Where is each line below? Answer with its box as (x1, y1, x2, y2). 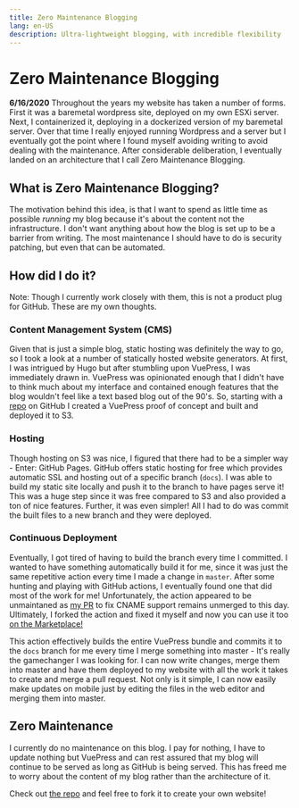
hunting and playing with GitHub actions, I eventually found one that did (9, 580, 272, 591)
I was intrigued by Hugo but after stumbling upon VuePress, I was (9, 362, 251, 373)
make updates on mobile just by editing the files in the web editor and (9, 683, 265, 694)
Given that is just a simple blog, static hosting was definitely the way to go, (9, 344, 284, 354)
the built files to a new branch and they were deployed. (9, 510, 212, 521)
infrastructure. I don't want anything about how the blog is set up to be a (9, 223, 276, 234)
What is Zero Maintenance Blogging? (9, 180, 220, 196)
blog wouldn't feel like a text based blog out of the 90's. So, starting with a (9, 391, 284, 402)
